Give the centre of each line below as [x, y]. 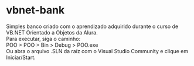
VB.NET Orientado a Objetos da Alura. [52, 32]
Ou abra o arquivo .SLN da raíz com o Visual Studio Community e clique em [97, 51]
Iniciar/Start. [21, 57]
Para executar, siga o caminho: [43, 39]
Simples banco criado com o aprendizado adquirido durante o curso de [92, 26]
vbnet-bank [35, 10]
